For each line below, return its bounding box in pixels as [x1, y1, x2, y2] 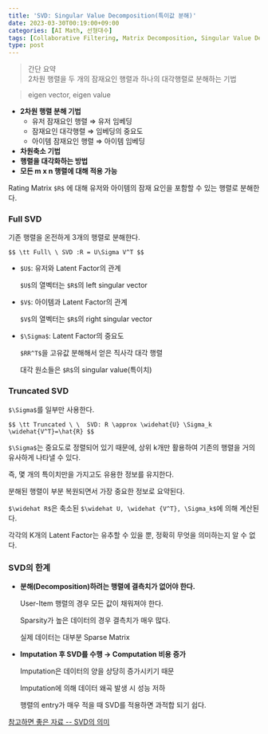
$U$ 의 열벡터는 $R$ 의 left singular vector [19, 281, 148, 290]
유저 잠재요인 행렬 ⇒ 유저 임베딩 [31, 116, 133, 126]
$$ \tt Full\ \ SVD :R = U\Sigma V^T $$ [8, 249, 145, 257]
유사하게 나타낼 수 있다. [8, 452, 81, 462]
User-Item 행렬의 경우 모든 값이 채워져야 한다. [19, 599, 164, 608]
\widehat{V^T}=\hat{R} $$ [8, 427, 94, 435]
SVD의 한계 [8, 562, 50, 573]
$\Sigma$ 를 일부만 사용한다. [8, 404, 95, 414]
